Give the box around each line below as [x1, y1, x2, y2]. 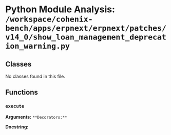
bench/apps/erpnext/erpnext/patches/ [5, 24, 167, 33]
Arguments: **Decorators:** [5, 114, 68, 120]
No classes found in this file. [5, 73, 65, 79]
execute [5, 103, 25, 109]
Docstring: [5, 124, 29, 130]
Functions [5, 88, 39, 97]
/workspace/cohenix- [5, 14, 93, 24]
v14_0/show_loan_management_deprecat [5, 32, 167, 42]
